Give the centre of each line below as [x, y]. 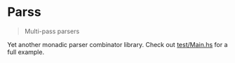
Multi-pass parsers [52, 31]
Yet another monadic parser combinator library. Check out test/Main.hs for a [117, 44]
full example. [26, 52]
